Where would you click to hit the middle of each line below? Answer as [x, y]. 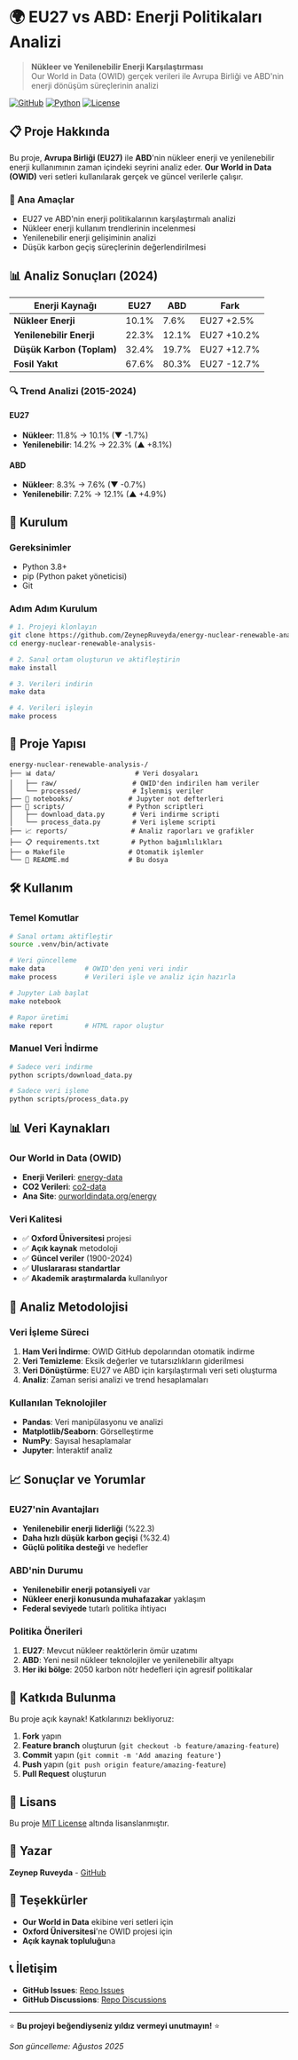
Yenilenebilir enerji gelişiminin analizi [89, 238]
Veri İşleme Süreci [49, 1332]
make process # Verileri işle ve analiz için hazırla [123, 978]
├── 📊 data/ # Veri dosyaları [104, 773]
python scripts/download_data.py [71, 1075]
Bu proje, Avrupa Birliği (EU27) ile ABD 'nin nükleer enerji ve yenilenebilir [142, 157]
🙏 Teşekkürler [48, 1901]
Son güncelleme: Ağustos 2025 [67, 2046]
